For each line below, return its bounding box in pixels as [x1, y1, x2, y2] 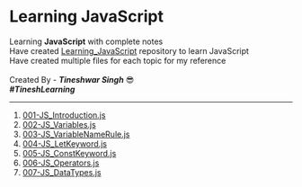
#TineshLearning [9, 84, 75, 94]
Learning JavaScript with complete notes [9, 36, 164, 47]
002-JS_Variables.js [22, 119, 96, 129]
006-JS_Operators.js [22, 157, 100, 168]
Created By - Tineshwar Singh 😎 [9, 74, 135, 85]
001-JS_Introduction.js [22, 110, 106, 120]
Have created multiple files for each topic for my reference [9, 55, 226, 66]
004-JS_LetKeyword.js [22, 138, 108, 149]
